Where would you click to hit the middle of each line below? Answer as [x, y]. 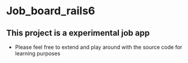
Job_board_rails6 [51, 11]
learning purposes [38, 53]
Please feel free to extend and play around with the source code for [99, 47]
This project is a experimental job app [78, 33]
